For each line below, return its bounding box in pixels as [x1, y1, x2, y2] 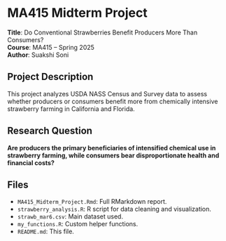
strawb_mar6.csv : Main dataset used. [17, 212, 124, 221]
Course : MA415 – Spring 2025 [7, 43, 94, 51]
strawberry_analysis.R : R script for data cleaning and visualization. [17, 205, 212, 214]
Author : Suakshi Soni [7, 51, 69, 59]
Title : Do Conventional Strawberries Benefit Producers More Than [7, 28, 198, 37]
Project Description [7, 71, 94, 83]
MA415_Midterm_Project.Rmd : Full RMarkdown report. [17, 197, 167, 206]
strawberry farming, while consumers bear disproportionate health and [7, 151, 220, 159]
